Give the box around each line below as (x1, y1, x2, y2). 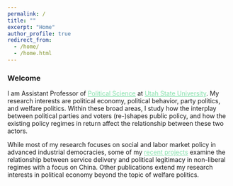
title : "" (7, 17, 37, 24)
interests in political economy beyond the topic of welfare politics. (7, 170, 200, 179)
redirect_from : (7, 37, 52, 44)
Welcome (7, 73, 41, 83)
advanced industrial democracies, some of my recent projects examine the (7, 148, 226, 156)
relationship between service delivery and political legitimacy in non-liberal (7, 156, 226, 164)
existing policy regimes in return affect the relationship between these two (7, 120, 225, 128)
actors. (7, 127, 28, 135)
